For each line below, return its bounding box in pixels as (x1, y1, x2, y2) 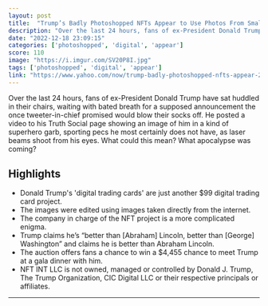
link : (8, 71, 26, 79)
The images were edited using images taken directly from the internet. (19, 205, 251, 215)
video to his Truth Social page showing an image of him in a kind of (8, 118, 229, 128)
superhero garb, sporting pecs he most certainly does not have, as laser (8, 127, 246, 137)
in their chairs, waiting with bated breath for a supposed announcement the (8, 101, 256, 111)
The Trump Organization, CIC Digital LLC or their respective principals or (19, 273, 259, 283)
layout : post (8, 11, 52, 20)
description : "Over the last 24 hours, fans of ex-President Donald (8, 26, 241, 34)
